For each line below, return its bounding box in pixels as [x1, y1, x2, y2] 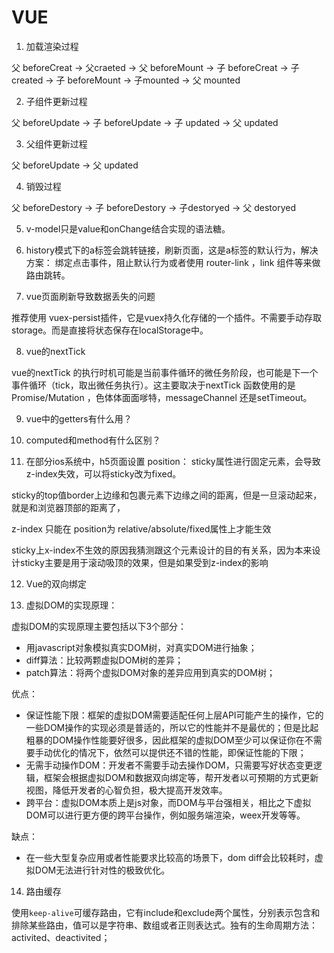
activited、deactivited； [11, 931, 111, 943]
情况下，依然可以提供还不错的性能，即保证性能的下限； [78, 746, 307, 758]
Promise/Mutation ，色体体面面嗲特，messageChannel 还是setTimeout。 [11, 391, 313, 403]
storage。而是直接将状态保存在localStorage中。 [11, 324, 209, 336]
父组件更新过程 [25, 137, 88, 150]
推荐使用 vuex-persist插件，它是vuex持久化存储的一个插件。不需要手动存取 [11, 311, 323, 323]
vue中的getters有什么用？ [25, 412, 133, 425]
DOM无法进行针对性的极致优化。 [34, 864, 171, 876]
